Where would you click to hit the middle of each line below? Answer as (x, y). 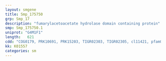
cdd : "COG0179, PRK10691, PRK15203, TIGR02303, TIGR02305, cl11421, (77, 42)
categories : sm (21, 51)
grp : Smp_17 (17, 19)
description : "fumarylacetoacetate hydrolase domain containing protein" (83, 23)
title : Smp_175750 (24, 14)
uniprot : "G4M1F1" (24, 32)
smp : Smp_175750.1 (24, 28)
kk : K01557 (16, 46)
